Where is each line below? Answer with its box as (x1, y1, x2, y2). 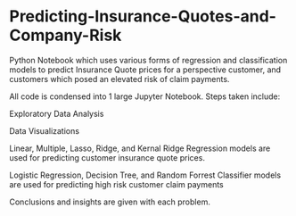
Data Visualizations (9, 125, 80, 136)
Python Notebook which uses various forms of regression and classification (9, 54, 288, 65)
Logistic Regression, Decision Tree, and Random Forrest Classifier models (9, 170, 282, 180)
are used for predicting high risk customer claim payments (9, 179, 225, 189)
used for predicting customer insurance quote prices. (9, 152, 205, 162)
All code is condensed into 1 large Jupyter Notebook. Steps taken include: (9, 91, 281, 102)
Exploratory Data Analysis (9, 108, 104, 119)
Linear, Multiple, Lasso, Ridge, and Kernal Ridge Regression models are (9, 143, 271, 154)
